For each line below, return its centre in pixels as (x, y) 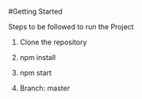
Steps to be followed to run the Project (71, 27)
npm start (35, 73)
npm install (38, 57)
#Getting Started (35, 11)
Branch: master (44, 88)
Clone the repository (53, 42)
